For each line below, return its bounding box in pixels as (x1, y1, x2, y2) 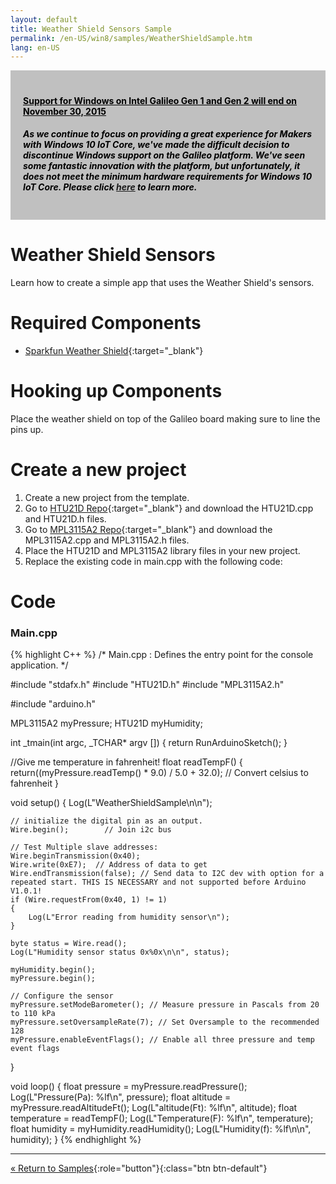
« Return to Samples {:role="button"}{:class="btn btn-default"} (10, 1162, 268, 1175)
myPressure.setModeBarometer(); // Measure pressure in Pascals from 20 (10, 1000, 320, 1010)
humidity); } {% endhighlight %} (10, 1134, 142, 1146)
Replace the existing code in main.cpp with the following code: (24, 555, 283, 567)
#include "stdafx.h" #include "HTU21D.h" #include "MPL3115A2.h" (10, 679, 285, 691)
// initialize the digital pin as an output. (10, 816, 203, 826)
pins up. (10, 423, 44, 435)
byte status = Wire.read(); (10, 939, 128, 949)
